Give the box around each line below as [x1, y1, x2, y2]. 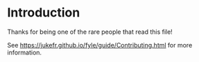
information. [7, 48, 42, 56]
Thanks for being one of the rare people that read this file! [7, 28, 173, 36]
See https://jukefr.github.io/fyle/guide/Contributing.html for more [7, 41, 193, 49]
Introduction [7, 5, 80, 21]
